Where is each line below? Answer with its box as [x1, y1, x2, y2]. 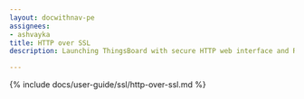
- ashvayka [9, 30, 51, 39]
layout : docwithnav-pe [9, 13, 95, 22]
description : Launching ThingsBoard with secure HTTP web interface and [9, 47, 290, 56]
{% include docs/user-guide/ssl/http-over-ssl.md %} [9, 79, 206, 90]
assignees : [9, 22, 51, 31]
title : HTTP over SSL [9, 38, 91, 48]
